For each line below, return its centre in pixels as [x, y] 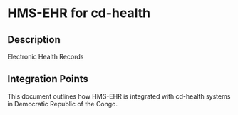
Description [34, 40]
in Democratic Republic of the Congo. [63, 104]
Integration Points [48, 79]
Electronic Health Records [46, 56]
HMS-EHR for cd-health [79, 13]
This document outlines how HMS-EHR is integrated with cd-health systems [119, 96]
